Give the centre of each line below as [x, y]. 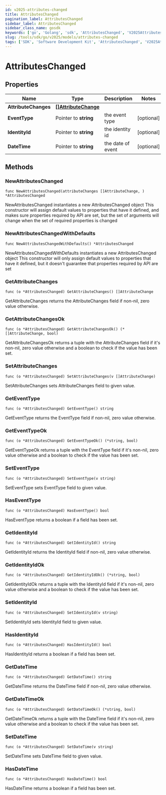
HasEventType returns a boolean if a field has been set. [62, 519]
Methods [19, 167]
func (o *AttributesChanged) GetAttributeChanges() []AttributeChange [79, 292]
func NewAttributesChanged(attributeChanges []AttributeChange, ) [75, 191]
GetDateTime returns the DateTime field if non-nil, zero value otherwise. [78, 686]
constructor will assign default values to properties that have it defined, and [82, 210]
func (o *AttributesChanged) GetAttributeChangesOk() [62, 329]
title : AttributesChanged [32, 14]
